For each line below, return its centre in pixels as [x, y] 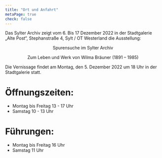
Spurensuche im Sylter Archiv [83, 48]
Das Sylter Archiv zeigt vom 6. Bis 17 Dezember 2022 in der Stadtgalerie [79, 33]
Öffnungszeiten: [40, 92]
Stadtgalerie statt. [23, 72]
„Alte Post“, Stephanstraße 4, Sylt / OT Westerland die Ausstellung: [73, 38]
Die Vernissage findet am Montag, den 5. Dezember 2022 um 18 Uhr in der [81, 67]
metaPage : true [21, 14]
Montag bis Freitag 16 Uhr [39, 145]
